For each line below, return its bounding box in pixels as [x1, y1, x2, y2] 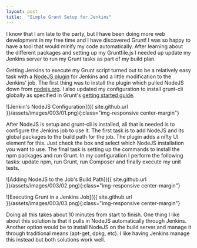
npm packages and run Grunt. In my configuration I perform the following [6, 152, 183, 159]
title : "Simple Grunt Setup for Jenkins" [6, 14, 112, 20]
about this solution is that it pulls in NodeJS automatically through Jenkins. [6, 217, 187, 224]
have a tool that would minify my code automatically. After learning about [6, 42, 183, 50]
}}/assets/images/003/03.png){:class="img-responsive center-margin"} [6, 199, 181, 206]
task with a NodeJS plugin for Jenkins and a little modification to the [6, 73, 172, 80]
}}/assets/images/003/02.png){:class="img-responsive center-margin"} [6, 182, 181, 189]
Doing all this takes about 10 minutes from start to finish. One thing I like [6, 211, 180, 218]
